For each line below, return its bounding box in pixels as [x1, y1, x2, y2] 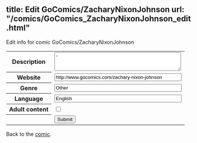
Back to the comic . [6, 130, 52, 137]
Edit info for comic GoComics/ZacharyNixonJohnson [6, 38, 134, 46]
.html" [6, 23, 31, 33]
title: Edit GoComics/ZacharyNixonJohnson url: [6, 5, 185, 15]
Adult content [9, 105, 49, 114]
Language [14, 95, 43, 103]
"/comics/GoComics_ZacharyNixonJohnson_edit [6, 14, 192, 24]
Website [17, 73, 41, 81]
